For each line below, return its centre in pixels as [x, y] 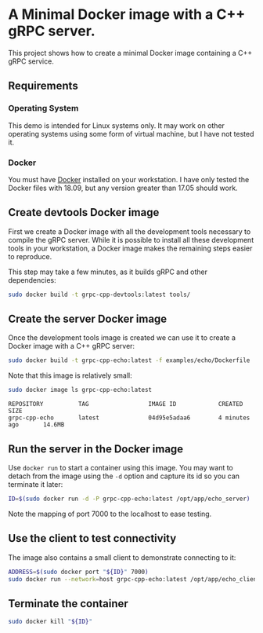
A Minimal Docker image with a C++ [127, 15]
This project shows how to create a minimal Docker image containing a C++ [130, 53]
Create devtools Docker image [84, 212]
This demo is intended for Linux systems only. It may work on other [117, 125]
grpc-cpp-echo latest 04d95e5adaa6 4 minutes [129, 418]
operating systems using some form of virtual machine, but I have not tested [131, 134]
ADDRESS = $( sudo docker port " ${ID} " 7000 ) [78, 572]
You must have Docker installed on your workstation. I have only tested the [129, 179]
